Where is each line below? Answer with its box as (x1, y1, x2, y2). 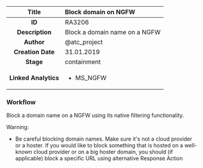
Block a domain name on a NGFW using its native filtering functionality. (6, 112, 184, 119)
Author (24, 38, 45, 46)
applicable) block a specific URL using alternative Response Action (15, 155, 184, 162)
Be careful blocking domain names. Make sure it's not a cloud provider (15, 135, 193, 142)
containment (64, 58, 101, 66)
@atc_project (64, 38, 103, 46)
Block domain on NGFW (64, 8, 136, 16)
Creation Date (13, 48, 55, 56)
